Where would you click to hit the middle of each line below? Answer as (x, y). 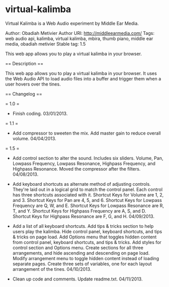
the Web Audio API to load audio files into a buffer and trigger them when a (83, 78)
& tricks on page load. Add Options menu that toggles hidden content (84, 237)
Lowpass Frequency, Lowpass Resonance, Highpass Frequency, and (84, 163)
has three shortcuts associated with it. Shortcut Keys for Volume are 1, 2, (88, 195)
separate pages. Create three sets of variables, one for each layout (82, 264)
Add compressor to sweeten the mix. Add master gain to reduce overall (87, 133)
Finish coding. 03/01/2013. (40, 113)
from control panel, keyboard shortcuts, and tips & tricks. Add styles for (87, 242)
